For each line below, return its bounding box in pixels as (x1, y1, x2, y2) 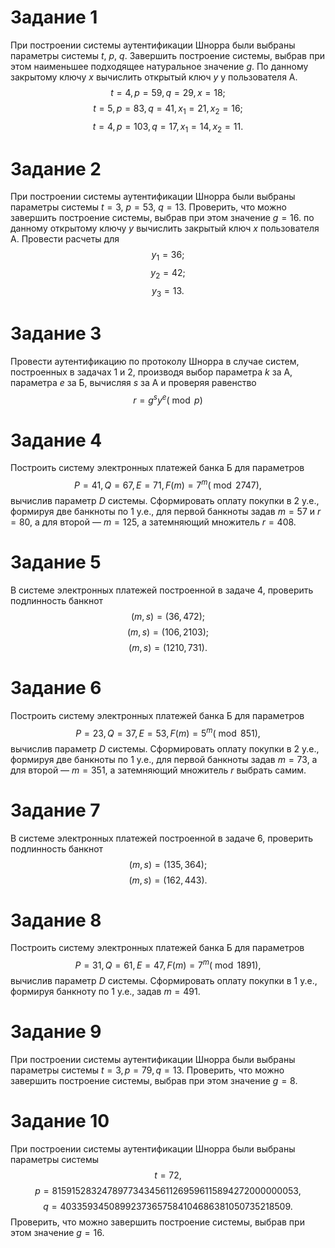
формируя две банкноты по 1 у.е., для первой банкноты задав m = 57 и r (10, 506, 322, 518)
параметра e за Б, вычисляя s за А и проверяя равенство (10, 376, 257, 388)
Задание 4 (10, 429, 103, 451)
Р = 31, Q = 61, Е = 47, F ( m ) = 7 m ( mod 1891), (74, 957, 262, 971)
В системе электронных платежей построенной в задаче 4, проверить (10, 584, 314, 596)
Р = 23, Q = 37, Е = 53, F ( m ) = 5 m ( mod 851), (75, 725, 261, 739)
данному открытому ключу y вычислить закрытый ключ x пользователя (10, 222, 320, 235)
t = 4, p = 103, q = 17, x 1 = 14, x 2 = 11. (92, 120, 244, 135)
